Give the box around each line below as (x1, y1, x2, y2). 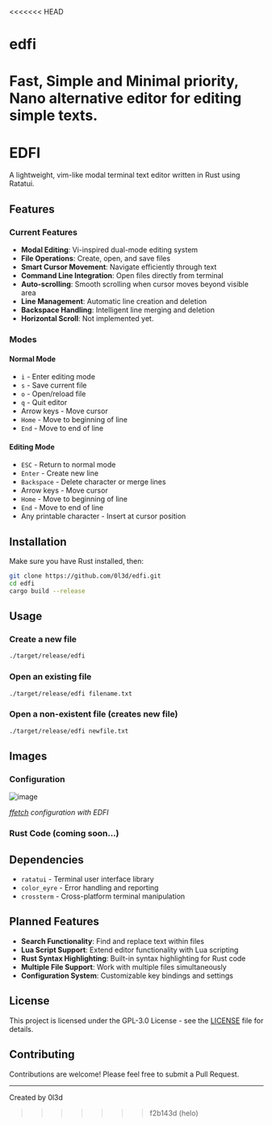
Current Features (9, 226, 78, 238)
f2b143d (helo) (149, 1108, 199, 1118)
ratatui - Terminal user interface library (20, 874, 154, 884)
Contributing (9, 1047, 75, 1062)
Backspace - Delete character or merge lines (20, 477, 166, 487)
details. (9, 1024, 34, 1034)
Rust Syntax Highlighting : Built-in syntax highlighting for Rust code (20, 954, 246, 963)
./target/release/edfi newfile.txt (9, 727, 129, 735)
